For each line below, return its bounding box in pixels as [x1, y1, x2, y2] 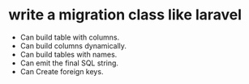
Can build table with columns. [19, 32, 120, 42]
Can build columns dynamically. [19, 40, 127, 50]
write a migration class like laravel [8, 6, 242, 24]
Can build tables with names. [19, 49, 118, 59]
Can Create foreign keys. [19, 66, 104, 76]
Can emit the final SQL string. [19, 58, 119, 68]
